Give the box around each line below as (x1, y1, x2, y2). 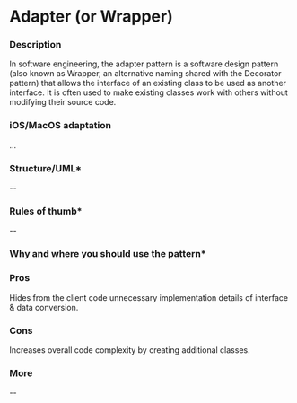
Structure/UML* (9, 162, 83, 174)
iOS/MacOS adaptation (9, 119, 112, 132)
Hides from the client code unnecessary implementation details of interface (9, 292, 289, 302)
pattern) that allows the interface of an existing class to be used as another (9, 78, 287, 89)
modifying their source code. (9, 97, 117, 108)
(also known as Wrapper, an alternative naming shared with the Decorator (9, 68, 282, 79)
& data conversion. (9, 302, 79, 312)
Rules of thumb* (9, 205, 83, 217)
